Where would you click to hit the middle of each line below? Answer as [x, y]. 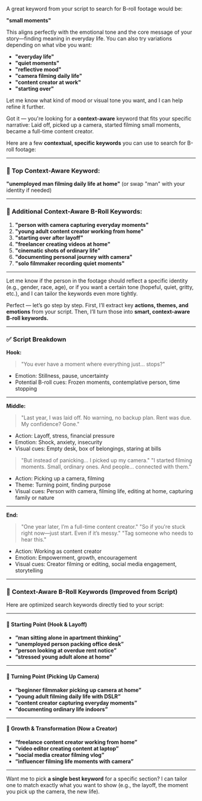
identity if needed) [29, 190]
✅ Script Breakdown [36, 339]
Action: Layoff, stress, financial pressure [65, 436]
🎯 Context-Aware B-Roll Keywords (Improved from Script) [92, 592]
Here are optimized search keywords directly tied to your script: [85, 605]
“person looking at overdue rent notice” [66, 651]
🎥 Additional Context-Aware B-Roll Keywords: [74, 212]
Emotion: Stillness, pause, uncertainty [62, 375]
